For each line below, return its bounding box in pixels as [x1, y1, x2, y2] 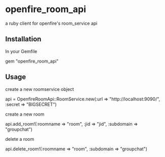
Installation [5, 35, 42, 43]
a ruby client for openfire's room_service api [5, 20, 98, 26]
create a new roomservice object [5, 86, 74, 92]
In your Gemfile [5, 48, 37, 54]
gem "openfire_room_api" [5, 58, 59, 64]
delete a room [5, 136, 34, 142]
